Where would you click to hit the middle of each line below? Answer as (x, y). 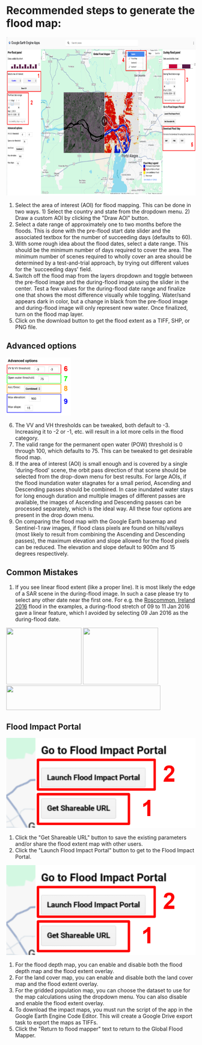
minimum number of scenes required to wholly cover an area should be (103, 256)
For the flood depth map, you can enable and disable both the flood (99, 965)
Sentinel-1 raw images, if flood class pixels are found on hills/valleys (99, 528)
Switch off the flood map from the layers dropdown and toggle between (104, 275)
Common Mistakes (42, 572)
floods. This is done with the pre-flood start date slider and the (93, 231)
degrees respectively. (42, 553)
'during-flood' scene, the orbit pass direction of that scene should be (100, 470)
